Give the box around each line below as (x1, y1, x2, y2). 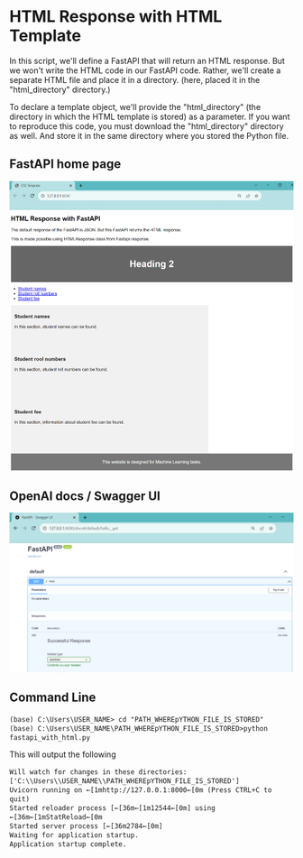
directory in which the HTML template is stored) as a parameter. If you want (9, 111, 290, 122)
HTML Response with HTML (9, 6, 223, 27)
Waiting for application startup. (9, 830, 140, 840)
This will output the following (9, 749, 116, 760)
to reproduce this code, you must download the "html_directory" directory (9, 120, 284, 132)
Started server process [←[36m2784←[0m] (9, 821, 164, 831)
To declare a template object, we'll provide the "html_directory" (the (9, 101, 262, 112)
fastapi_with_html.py (9, 733, 91, 742)
